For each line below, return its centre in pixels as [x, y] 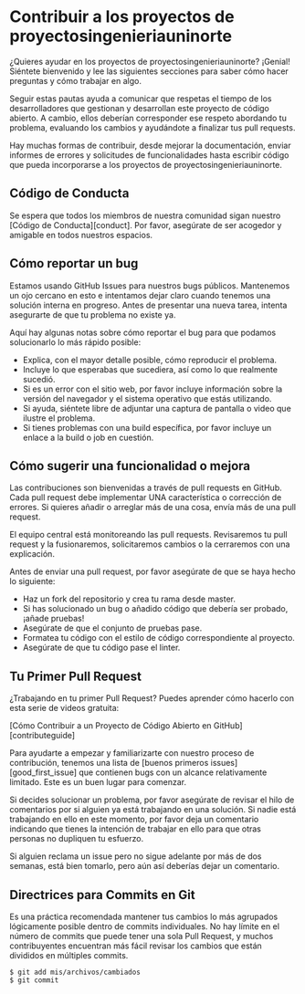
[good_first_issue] [43, 772]
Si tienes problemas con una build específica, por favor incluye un [147, 427]
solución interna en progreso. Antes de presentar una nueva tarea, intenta [148, 305]
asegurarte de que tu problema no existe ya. [93, 314]
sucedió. [39, 379]
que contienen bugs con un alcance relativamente [173, 772]
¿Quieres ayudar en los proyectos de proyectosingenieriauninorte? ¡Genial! [150, 61]
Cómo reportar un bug [74, 263]
